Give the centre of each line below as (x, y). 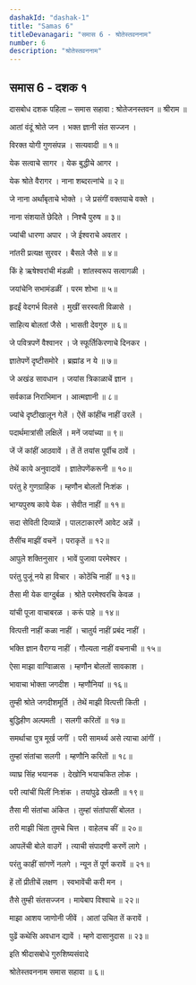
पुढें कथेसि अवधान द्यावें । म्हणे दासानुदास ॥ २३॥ (79, 936)
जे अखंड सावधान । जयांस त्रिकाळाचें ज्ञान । (72, 378)
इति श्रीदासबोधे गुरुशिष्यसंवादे (49, 954)
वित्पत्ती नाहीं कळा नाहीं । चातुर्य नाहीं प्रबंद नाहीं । (77, 630)
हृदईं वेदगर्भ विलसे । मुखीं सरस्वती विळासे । (71, 306)
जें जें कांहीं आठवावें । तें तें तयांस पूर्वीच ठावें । (72, 450)
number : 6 (28, 43)
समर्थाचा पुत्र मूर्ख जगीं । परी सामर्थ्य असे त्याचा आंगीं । (85, 738)
